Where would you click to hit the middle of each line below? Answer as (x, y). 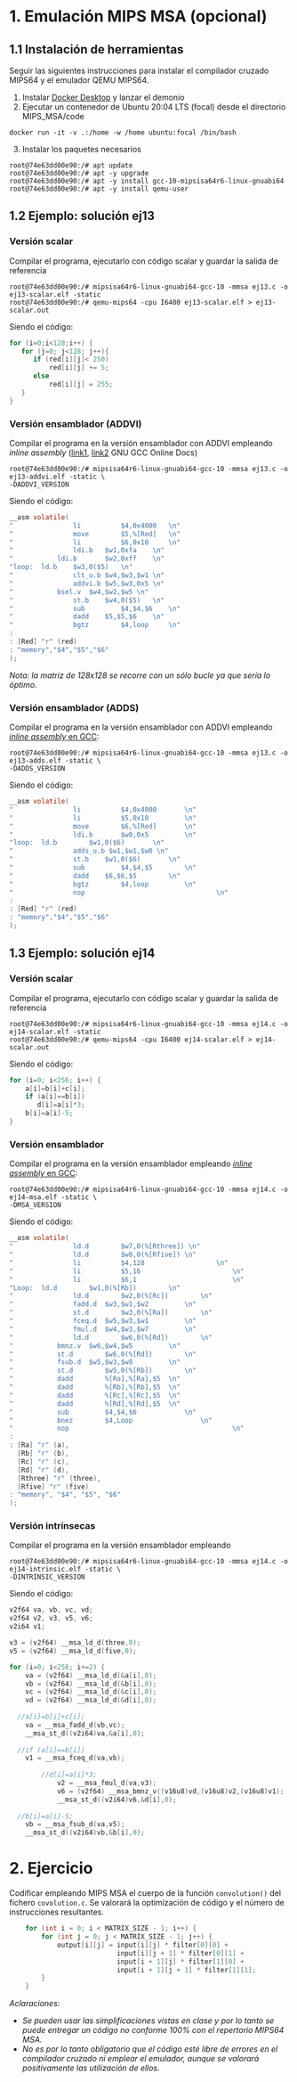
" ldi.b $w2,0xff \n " (87, 559)
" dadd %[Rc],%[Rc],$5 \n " (95, 1395)
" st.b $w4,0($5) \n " (87, 600)
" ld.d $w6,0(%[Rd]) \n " (111, 1337)
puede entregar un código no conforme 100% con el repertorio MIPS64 (153, 2030)
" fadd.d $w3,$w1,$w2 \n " (103, 1304)
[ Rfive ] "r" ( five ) (53, 1486)
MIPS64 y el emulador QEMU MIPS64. (79, 80)
